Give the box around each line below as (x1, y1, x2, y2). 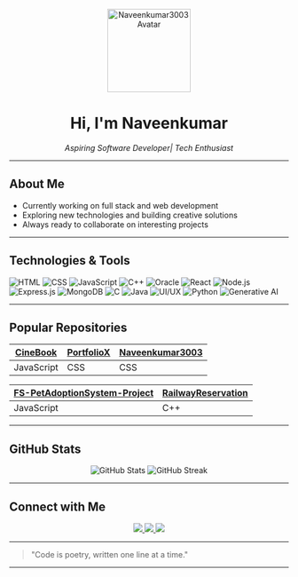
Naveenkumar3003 (119, 346, 203, 359)
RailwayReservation (162, 387, 248, 399)
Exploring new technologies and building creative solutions (21, 209, 238, 220)
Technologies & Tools (9, 253, 130, 268)
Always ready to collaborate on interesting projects (21, 218, 208, 230)
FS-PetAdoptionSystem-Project (13, 387, 154, 399)
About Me (9, 177, 65, 192)
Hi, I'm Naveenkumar (69, 114, 229, 133)
